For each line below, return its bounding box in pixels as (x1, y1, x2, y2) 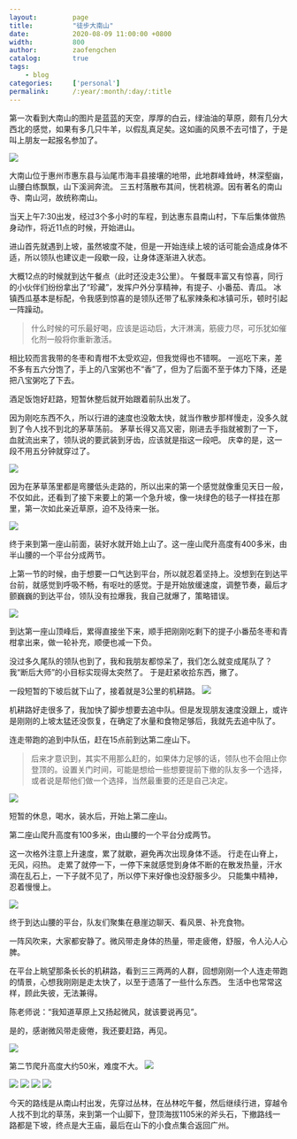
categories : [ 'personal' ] (9, 79, 121, 88)
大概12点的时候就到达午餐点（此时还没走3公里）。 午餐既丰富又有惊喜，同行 (9, 271, 284, 281)
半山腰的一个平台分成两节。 (9, 550, 110, 560)
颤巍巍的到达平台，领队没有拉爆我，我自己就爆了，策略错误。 (9, 590, 234, 601)
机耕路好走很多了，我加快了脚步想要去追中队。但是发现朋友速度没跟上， (9, 704, 272, 715)
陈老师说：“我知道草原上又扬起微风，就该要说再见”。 (9, 1006, 202, 1017)
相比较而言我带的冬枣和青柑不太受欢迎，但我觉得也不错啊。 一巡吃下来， (9, 352, 275, 363)
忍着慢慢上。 (9, 881, 56, 892)
